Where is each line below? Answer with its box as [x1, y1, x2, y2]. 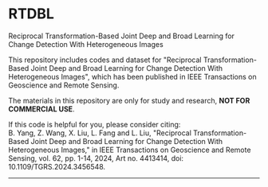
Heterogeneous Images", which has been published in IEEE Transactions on [8, 72, 257, 81]
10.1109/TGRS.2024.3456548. [8, 162, 106, 171]
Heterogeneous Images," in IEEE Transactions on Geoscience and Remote [8, 145, 251, 154]
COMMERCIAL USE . [8, 104, 75, 114]
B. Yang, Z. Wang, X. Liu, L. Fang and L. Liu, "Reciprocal [8, 128, 191, 138]
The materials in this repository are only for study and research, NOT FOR [8, 95, 250, 105]
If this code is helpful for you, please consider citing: [8, 119, 181, 129]
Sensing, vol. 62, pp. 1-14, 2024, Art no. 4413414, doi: [8, 153, 184, 163]
